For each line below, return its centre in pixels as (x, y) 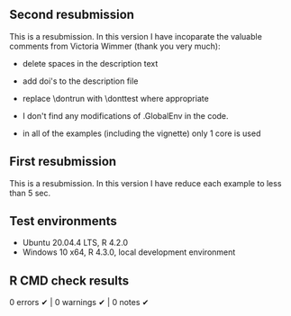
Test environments (63, 221)
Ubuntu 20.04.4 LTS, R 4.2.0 (75, 243)
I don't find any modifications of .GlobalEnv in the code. (125, 115)
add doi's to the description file (80, 81)
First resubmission (63, 162)
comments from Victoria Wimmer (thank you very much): (115, 46)
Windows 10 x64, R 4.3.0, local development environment (129, 252)
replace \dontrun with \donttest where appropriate (115, 98)
